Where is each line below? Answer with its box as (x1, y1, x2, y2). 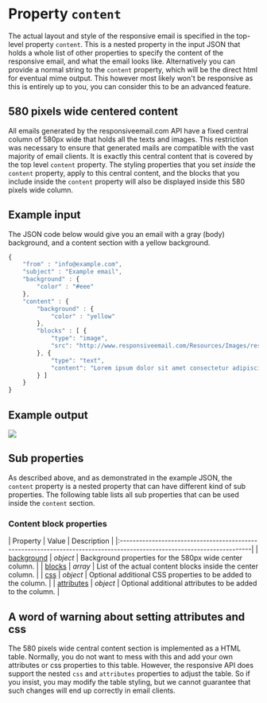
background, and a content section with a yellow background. (8, 238, 211, 247)
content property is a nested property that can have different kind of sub (8, 481, 246, 491)
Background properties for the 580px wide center (80, 553, 243, 563)
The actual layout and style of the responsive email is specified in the (8, 31, 235, 41)
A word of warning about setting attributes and (8, 610, 246, 623)
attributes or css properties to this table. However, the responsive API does (8, 660, 254, 670)
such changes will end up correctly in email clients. (8, 686, 176, 695)
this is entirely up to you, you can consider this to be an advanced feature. (8, 81, 251, 91)
